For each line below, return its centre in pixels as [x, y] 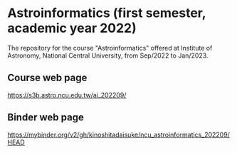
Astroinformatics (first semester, [107, 13]
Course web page [47, 78]
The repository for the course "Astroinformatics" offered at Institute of [110, 48]
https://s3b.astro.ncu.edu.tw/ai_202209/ [67, 95]
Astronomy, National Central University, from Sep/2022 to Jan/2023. [108, 56]
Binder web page [46, 118]
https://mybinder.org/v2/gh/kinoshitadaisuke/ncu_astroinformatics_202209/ [118, 134]
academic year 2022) [72, 28]
